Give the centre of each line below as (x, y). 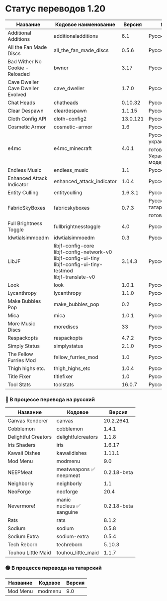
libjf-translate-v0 (75, 277)
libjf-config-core (74, 245)
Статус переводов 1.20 (55, 9)
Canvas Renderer (28, 421)
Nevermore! (22, 506)
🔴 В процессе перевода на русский (50, 399)
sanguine (67, 512)
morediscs (66, 327)
